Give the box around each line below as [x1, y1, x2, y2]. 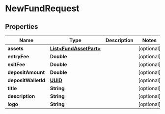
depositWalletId [7, 77, 46, 84]
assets [7, 45, 24, 52]
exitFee [7, 61, 26, 68]
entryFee [7, 53, 29, 60]
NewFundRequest [5, 3, 80, 14]
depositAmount [7, 69, 45, 76]
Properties [5, 23, 38, 31]
